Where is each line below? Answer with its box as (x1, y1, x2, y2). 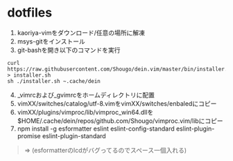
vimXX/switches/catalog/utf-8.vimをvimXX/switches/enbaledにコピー (17, 99, 217, 108)
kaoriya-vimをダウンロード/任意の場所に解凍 (17, 28, 146, 37)
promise (17, 131, 42, 140)
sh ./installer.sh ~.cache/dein (7, 77, 101, 84)
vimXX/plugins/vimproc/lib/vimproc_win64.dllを (17, 108, 154, 116)
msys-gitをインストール (17, 37, 85, 46)
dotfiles (7, 5, 53, 21)
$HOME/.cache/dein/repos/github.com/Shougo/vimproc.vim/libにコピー (17, 116, 223, 125)
